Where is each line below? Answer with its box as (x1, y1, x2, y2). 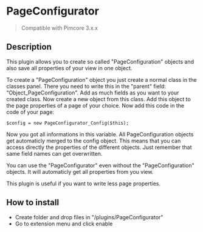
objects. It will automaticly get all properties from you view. (6, 168, 154, 175)
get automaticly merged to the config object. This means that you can (6, 137, 181, 144)
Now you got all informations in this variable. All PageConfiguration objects (6, 130, 194, 138)
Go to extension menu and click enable (15, 220, 113, 227)
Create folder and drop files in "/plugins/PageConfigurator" (15, 213, 163, 220)
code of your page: (6, 108, 55, 116)
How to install (6, 197, 60, 208)
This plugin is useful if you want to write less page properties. (6, 180, 161, 187)
